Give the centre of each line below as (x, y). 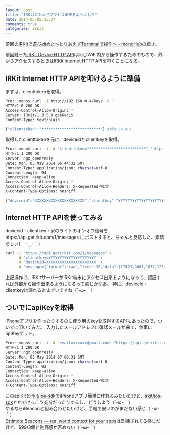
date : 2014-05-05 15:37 (30, 19)
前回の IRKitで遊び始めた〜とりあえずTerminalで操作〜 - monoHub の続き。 (82, 44)
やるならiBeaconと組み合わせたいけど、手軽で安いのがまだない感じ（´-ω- (82, 408)
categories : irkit (25, 29)
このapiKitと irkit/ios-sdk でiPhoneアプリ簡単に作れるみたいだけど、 (75, 396)
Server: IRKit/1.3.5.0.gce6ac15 (39, 115)
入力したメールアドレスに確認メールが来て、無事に (99, 327)
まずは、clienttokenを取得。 (35, 91)
